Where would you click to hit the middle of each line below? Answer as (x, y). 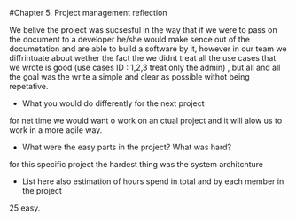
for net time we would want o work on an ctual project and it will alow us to (146, 120)
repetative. (29, 86)
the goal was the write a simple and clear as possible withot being (129, 77)
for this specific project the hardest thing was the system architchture (136, 164)
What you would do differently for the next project (113, 103)
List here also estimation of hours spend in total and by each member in (153, 181)
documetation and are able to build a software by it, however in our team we (148, 49)
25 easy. (25, 208)
